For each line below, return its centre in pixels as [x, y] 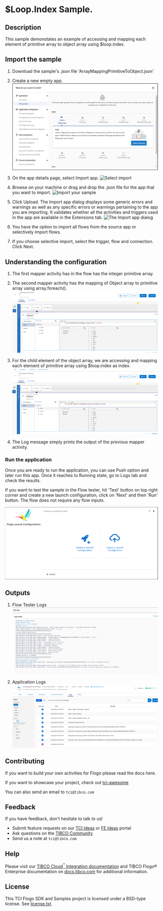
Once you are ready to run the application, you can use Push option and [77, 470]
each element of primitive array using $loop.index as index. [71, 366]
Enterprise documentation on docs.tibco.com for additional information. [76, 871]
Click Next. [23, 246]
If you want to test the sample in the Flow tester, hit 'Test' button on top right [81, 490]
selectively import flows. [37, 232]
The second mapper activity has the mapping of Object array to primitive [85, 283]
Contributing [25, 762]
